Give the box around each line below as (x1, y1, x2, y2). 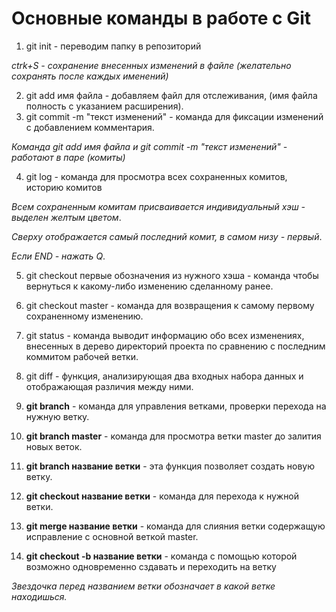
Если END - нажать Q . (11, 250, 106, 262)
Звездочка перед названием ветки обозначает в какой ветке (11, 580, 276, 592)
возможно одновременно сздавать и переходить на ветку (25, 560, 277, 572)
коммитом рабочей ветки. (25, 350, 139, 362)
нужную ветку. (25, 410, 90, 422)
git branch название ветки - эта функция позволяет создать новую (25, 460, 315, 472)
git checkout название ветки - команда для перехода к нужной (25, 490, 300, 502)
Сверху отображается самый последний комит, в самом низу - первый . (11, 230, 323, 242)
